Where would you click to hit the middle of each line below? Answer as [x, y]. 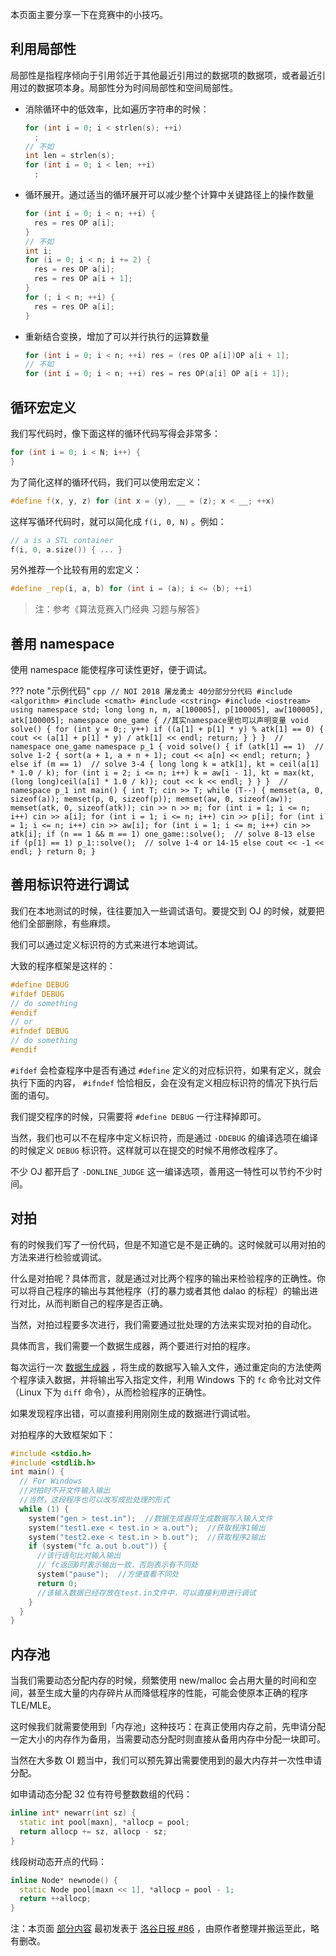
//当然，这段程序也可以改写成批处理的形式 [94, 1500]
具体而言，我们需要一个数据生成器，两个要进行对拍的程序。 [133, 1345]
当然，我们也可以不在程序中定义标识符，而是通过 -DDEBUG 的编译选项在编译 [164, 1137]
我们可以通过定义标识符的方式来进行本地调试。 [106, 944]
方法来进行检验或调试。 [58, 1257]
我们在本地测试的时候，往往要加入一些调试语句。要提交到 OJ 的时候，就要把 [167, 910]
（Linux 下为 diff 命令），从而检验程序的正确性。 [111, 1392]
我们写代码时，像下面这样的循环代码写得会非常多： [115, 433]
